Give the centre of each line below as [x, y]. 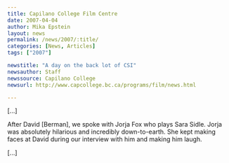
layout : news [26, 33]
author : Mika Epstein [39, 27]
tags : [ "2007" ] [30, 53]
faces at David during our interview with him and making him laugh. [105, 139]
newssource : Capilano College [52, 78]
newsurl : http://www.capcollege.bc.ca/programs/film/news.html [102, 85]
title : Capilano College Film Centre [63, 14]
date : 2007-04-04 [33, 20]
